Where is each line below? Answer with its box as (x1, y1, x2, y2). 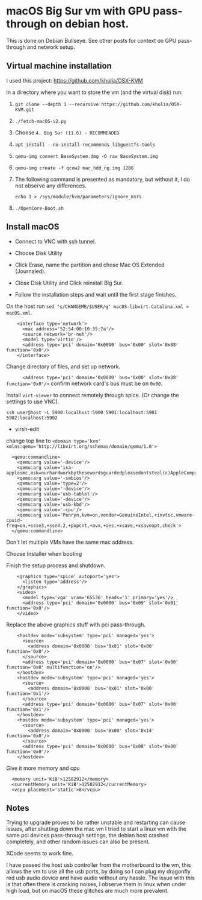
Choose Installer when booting (6, 550, 82, 557)
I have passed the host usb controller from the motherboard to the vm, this (6, 861, 191, 869)
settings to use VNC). (6, 398, 60, 405)
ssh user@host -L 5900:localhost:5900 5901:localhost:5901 (6, 409, 158, 415)
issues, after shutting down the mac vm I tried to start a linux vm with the (6, 825, 186, 832)
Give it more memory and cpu (6, 764, 80, 772)
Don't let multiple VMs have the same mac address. (6, 538, 134, 546)
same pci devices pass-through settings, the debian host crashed (6, 832, 170, 839)
